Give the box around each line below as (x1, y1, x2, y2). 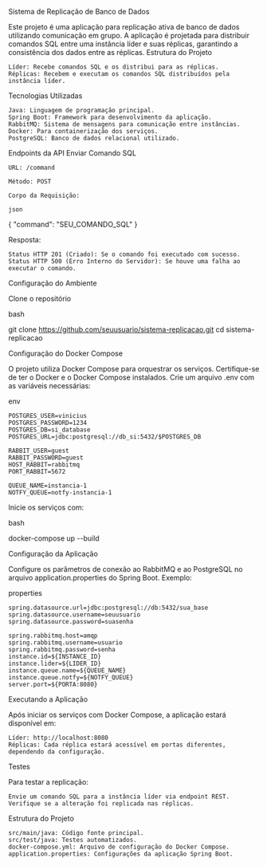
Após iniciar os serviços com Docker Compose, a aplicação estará (8, 710, 226, 719)
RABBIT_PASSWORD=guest (8, 454, 84, 462)
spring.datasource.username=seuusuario (8, 611, 141, 619)
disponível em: (8, 718, 57, 728)
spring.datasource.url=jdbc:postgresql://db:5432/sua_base (8, 604, 209, 612)
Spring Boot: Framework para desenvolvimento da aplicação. (8, 113, 213, 121)
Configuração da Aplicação (8, 549, 98, 558)
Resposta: (8, 235, 41, 244)
